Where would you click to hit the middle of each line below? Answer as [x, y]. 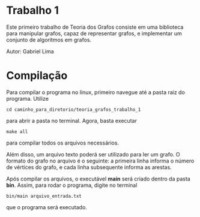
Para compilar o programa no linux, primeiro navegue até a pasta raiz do [95, 92]
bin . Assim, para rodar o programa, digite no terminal [72, 185]
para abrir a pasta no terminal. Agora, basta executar [71, 120]
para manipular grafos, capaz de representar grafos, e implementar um [94, 33]
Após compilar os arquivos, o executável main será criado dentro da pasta [98, 179]
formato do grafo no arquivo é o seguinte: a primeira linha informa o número [100, 161]
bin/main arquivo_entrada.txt [44, 196]
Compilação [37, 76]
